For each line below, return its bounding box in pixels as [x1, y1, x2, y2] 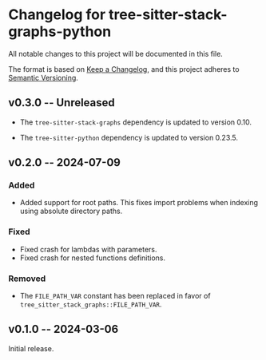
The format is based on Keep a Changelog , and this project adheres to [8, 64, 240, 73]
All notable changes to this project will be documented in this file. [8, 49, 224, 58]
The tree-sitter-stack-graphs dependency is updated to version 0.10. [19, 117, 252, 127]
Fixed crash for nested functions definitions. [19, 253, 166, 263]
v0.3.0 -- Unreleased [8, 96, 116, 109]
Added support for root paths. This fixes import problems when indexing [19, 198, 258, 208]
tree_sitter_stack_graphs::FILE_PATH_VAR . [19, 299, 162, 309]
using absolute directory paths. [19, 206, 123, 216]
